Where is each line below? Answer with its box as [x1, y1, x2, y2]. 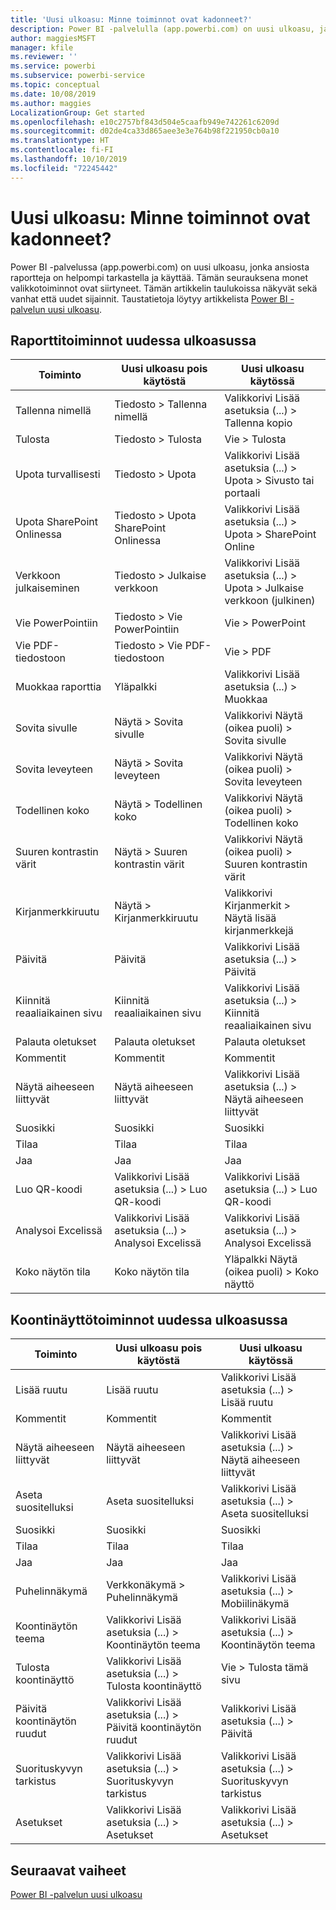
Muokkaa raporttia [15, 680, 102, 694]
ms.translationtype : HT [10, 136, 110, 146]
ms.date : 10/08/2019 [10, 89, 97, 99]
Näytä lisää [224, 911, 277, 925]
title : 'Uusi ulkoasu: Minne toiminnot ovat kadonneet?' [10, 14, 253, 25]
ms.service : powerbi [10, 61, 97, 71]
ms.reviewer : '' [10, 52, 78, 62]
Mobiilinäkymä [220, 1597, 290, 1611]
